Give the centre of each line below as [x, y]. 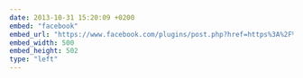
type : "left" [34, 59]
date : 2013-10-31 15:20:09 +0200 [72, 17]
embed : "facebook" [44, 26]
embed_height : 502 [44, 51]
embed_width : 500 [42, 43]
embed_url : [30, 34]
